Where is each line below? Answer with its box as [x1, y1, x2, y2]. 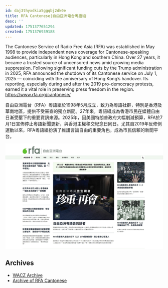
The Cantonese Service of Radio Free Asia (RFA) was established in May [5, 44, 155, 50]
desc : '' [5, 19, 24, 24]
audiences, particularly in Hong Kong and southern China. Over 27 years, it [5, 54, 160, 60]
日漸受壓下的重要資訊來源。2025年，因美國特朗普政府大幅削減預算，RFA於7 [5, 114, 163, 120]
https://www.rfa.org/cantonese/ [5, 92, 71, 98]
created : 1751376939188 [5, 29, 55, 35]
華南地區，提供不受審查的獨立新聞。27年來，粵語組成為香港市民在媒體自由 [5, 108, 160, 114]
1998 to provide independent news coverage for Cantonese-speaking [5, 49, 149, 55]
